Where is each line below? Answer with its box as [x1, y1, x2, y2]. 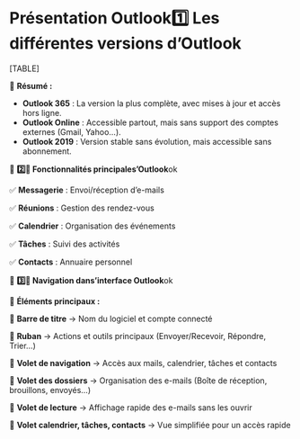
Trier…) [9, 340, 36, 351]
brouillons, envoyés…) [9, 384, 92, 395]
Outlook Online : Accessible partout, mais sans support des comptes [22, 117, 278, 128]
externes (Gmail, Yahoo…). [22, 126, 121, 137]
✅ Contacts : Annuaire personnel [9, 256, 133, 267]
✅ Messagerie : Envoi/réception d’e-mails [9, 184, 164, 195]
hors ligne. [22, 107, 62, 118]
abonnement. [22, 146, 72, 157]
